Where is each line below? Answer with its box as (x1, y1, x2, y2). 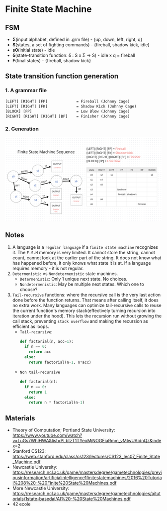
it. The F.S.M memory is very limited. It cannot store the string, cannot (12, 249, 155, 255)
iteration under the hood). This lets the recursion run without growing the (12, 312, 162, 319)
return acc (29, 349, 51, 354)
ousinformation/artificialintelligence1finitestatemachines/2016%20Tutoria (12, 475, 163, 481)
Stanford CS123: (12, 448, 46, 454)
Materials (5, 414, 35, 422)
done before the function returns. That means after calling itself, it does (12, 297, 159, 303)
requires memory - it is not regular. (12, 265, 84, 271)
